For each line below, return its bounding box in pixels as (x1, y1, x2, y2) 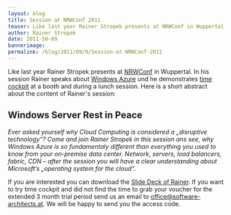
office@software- (150, 192, 201, 201)
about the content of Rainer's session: (8, 89, 116, 97)
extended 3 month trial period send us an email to (8, 192, 150, 201)
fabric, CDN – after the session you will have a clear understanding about (8, 156, 217, 165)
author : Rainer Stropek (8, 29, 77, 37)
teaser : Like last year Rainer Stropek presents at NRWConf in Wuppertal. (8, 23, 228, 30)
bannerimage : (8, 42, 46, 49)
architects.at (8, 199, 43, 207)
